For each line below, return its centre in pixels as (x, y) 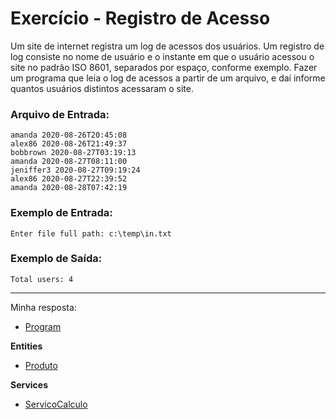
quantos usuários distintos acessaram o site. (102, 88)
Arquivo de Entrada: (60, 114)
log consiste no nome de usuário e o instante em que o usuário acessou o (162, 56)
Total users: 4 (42, 279)
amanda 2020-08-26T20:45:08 (69, 135)
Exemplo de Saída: (56, 259)
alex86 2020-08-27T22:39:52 (69, 179)
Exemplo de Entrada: (61, 213)
